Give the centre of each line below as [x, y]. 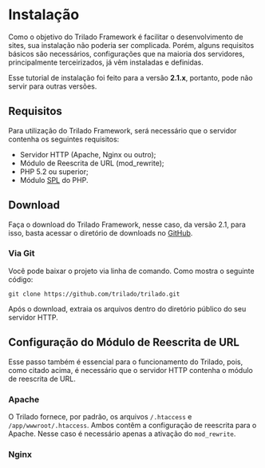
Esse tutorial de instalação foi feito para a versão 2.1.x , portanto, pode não [131, 77]
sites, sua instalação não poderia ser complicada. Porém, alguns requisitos [131, 45]
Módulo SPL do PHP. [54, 180]
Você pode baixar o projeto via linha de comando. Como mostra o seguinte [131, 271]
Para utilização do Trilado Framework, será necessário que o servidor [123, 130]
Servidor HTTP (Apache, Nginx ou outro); [88, 154]
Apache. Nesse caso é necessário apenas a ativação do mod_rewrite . [122, 434]
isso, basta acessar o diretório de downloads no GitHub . [101, 232]
